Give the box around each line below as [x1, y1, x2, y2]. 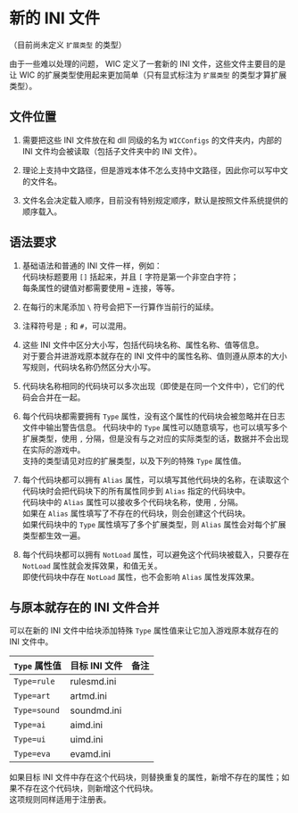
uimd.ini [70, 734, 103, 746]
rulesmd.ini [70, 676, 117, 688]
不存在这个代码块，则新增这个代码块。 [16, 783, 158, 794]
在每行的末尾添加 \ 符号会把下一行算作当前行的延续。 [21, 301, 219, 312]
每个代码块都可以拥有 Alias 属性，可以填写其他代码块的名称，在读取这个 [21, 474, 290, 485]
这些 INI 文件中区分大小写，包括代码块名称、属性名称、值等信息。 [21, 339, 264, 350]
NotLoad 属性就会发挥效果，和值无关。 [21, 560, 162, 571]
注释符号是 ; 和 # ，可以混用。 [21, 320, 131, 331]
